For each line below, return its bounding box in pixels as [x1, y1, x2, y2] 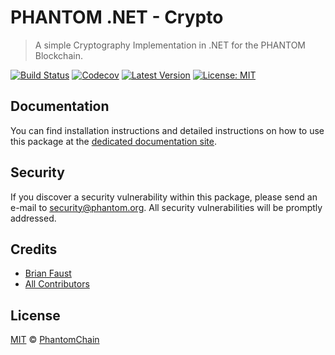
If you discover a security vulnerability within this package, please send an [10, 191, 318, 203]
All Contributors [24, 278, 90, 290]
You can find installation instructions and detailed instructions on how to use [10, 124, 325, 136]
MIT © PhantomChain [10, 334, 100, 346]
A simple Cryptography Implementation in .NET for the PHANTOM [34, 39, 307, 51]
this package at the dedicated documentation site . [10, 135, 217, 147]
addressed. [10, 212, 57, 224]
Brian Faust [24, 267, 72, 280]
